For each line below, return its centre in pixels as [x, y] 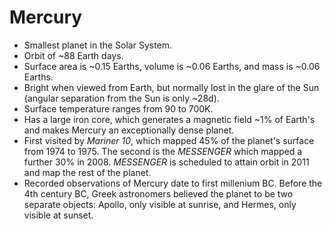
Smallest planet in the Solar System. [98, 45]
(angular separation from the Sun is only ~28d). [121, 98]
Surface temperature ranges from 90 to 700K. [118, 108]
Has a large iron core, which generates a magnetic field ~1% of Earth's [169, 119]
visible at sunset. [58, 215]
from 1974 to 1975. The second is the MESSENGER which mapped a [163, 151]
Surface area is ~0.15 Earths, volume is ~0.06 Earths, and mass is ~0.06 [172, 66]
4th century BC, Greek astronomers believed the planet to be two [158, 193]
